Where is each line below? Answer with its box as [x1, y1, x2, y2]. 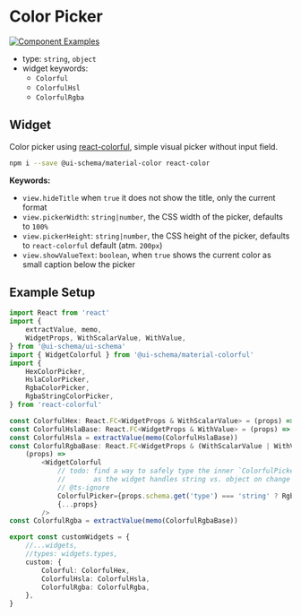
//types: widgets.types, [25, 550, 118, 559]
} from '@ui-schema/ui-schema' [9, 342, 126, 351]
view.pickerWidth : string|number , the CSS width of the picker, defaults [21, 211, 284, 221]
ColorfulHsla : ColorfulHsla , [41, 574, 150, 584]
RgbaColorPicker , [25, 384, 90, 393]
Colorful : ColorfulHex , [41, 566, 130, 575]
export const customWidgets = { [9, 533, 130, 542]
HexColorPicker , [25, 367, 87, 376]
